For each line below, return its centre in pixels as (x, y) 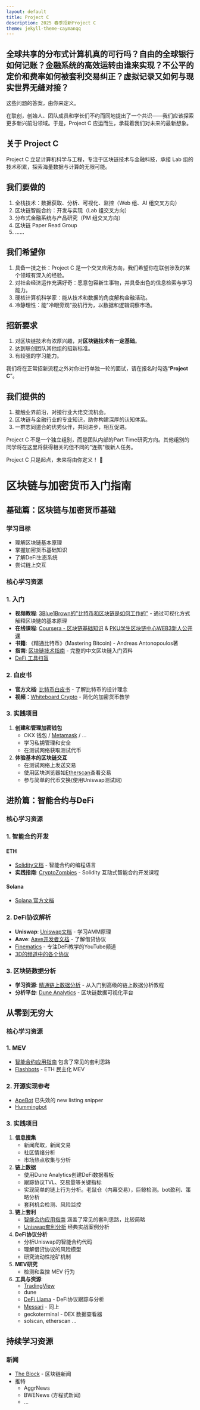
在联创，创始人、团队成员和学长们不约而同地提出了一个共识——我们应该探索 (100, 116)
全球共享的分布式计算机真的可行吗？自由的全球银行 (100, 54)
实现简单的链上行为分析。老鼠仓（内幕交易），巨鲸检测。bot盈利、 (105, 1190)
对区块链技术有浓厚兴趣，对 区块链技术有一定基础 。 (77, 341)
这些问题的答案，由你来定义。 (43, 103)
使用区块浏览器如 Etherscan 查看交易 (67, 772)
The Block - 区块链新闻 (43, 1374)
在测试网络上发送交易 (50, 765)
